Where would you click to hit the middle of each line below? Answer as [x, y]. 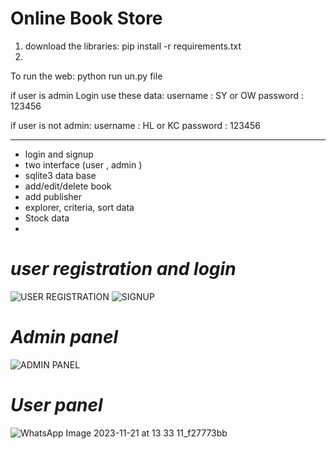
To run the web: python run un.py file [86, 76]
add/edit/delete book [68, 186]
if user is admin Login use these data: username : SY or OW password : [157, 95]
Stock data [47, 218]
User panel [56, 405]
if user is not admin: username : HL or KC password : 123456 [135, 125]
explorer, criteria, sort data [79, 207]
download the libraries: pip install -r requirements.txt [133, 46]
